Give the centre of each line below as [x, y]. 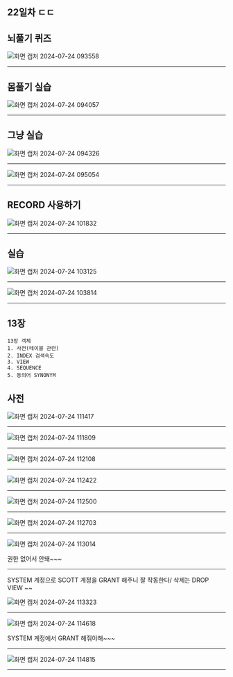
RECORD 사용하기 [44, 205]
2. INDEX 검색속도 [31, 356]
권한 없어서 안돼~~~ [35, 559]
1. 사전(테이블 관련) [33, 349]
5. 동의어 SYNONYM [32, 376]
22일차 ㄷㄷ [31, 12]
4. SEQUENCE [24, 368]
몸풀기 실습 [29, 86]
